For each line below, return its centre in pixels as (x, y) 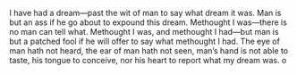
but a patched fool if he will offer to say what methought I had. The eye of (144, 41)
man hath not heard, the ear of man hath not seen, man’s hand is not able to (149, 51)
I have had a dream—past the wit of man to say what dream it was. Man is (145, 13)
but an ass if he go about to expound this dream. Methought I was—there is (148, 22)
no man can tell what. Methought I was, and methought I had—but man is (144, 32)
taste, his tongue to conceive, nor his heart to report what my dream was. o (148, 60)
